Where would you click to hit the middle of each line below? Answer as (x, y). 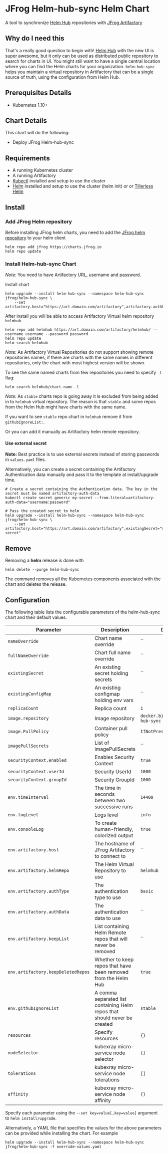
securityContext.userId (36, 771)
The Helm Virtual (114, 864)
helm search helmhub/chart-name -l (42, 387)
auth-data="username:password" (38, 502)
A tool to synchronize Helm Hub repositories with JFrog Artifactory (74, 23)
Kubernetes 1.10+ (30, 105)
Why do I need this (35, 38)
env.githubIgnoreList (33, 1008)
